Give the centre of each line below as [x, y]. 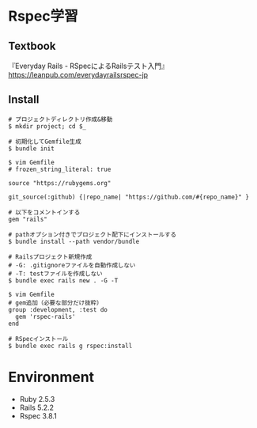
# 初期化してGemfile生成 [45, 142]
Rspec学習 [43, 16]
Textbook [32, 45]
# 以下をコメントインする [44, 212]
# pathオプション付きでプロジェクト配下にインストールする [92, 234]
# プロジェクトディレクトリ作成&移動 [60, 119]
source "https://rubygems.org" [60, 183]
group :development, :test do [58, 309]
